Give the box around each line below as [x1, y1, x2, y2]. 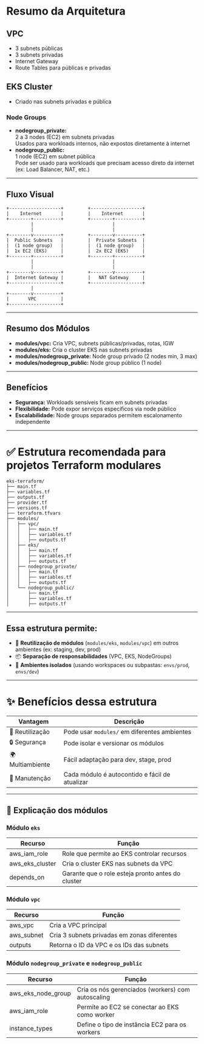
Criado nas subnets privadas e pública [15, 97, 112, 105]
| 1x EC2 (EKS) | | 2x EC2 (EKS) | [6, 248, 146, 254]
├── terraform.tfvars [6, 510, 61, 517]
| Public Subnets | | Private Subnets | [6, 237, 146, 243]
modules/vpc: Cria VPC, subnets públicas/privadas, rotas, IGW [15, 339, 174, 347]
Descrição [114, 718, 144, 726]
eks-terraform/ [6, 478, 45, 485]
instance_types [9, 1024, 53, 1032]
